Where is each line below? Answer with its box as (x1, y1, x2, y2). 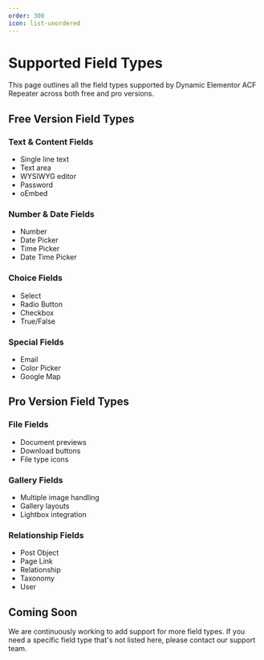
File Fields (8, 419, 49, 430)
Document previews (19, 437, 87, 446)
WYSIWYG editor (19, 172, 77, 181)
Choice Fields (8, 272, 63, 283)
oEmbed (19, 189, 48, 198)
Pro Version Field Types (8, 395, 130, 409)
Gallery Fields (8, 475, 63, 486)
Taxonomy (19, 573, 55, 583)
